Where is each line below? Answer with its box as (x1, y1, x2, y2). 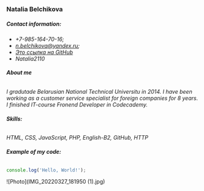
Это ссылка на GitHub (15, 48, 74, 56)
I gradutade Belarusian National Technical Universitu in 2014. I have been (6, 88, 193, 95)
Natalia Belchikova (6, 5, 63, 13)
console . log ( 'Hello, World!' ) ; (6, 167, 86, 173)
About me (6, 69, 32, 77)
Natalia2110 (15, 54, 45, 62)
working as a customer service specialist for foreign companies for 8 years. (6, 94, 198, 102)
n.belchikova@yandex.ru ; (15, 42, 80, 49)
